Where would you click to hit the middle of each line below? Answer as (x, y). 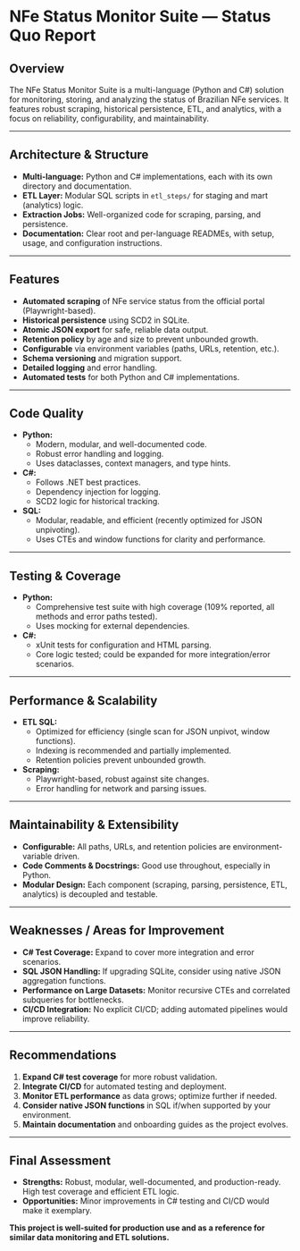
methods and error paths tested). (96, 617)
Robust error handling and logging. (100, 454)
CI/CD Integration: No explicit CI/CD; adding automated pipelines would (155, 1009)
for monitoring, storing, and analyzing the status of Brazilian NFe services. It (149, 99)
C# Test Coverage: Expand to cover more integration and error (138, 952)
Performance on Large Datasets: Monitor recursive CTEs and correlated (156, 990)
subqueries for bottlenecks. (73, 1000)
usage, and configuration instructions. (92, 242)
